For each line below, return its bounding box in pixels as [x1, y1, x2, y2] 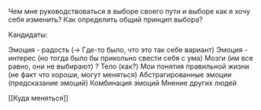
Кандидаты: [8, 30, 48, 39]
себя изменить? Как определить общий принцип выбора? [8, 15, 203, 24]
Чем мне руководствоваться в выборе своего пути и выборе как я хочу [8, 7, 251, 16]
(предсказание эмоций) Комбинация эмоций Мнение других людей [8, 78, 237, 87]
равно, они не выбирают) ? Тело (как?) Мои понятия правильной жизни [8, 62, 250, 71]
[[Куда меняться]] [8, 94, 69, 102]
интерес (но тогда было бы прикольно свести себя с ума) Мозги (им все [8, 54, 254, 62]
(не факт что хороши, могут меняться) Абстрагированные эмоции [8, 70, 232, 79]
